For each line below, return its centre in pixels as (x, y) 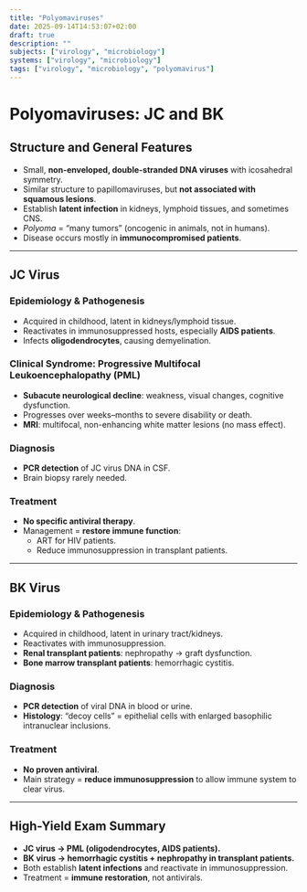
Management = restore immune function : (101, 531)
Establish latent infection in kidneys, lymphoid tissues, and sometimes (156, 208)
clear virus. (44, 789)
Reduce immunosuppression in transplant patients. (132, 550)
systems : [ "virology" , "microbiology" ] (85, 60)
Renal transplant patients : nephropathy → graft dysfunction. (138, 653)
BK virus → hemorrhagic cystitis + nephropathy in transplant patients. (159, 858)
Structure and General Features (101, 148)
